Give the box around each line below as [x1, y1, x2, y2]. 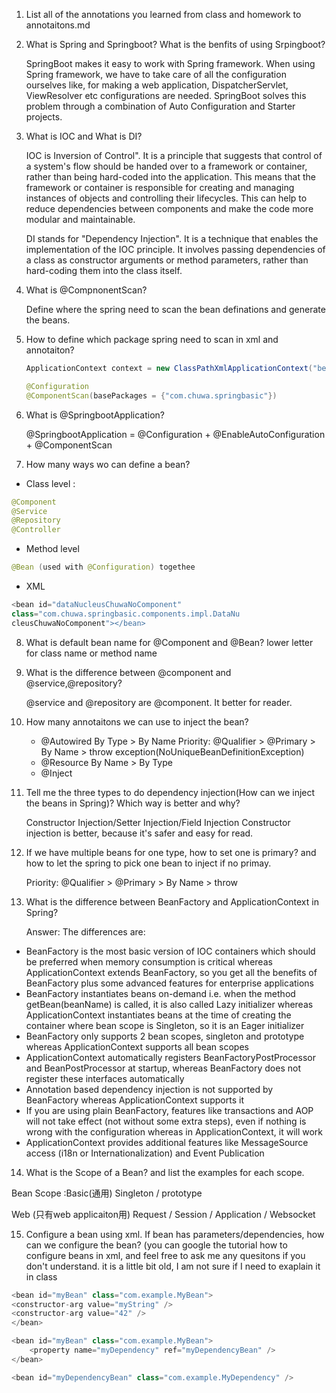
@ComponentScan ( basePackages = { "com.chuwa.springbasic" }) [25, 390, 278, 401]
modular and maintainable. [25, 214, 136, 225]
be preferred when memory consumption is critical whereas [25, 955, 273, 968]
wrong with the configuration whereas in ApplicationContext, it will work [25, 1125, 324, 1138]
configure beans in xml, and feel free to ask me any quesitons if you [25, 1249, 306, 1261]
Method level [25, 543, 80, 555]
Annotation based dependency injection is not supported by [25, 1083, 274, 1095]
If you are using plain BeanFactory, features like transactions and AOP [25, 1104, 314, 1116]
